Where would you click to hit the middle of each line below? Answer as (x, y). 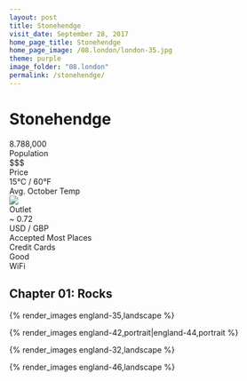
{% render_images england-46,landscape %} (92, 367)
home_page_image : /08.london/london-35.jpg (91, 51)
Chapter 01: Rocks (61, 294)
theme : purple (36, 59)
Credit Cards (32, 247)
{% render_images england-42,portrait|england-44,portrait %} (124, 332)
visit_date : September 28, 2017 (69, 34)
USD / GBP (29, 228)
